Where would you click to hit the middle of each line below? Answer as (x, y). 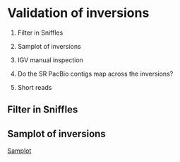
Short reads (35, 87)
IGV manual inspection (50, 60)
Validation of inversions (78, 13)
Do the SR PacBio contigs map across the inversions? (95, 74)
